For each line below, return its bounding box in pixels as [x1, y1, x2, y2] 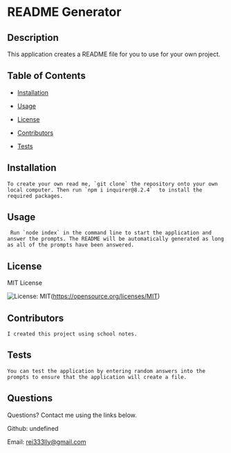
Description [7, 32, 59, 44]
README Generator [7, 4, 122, 20]
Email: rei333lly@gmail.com [7, 437, 86, 446]
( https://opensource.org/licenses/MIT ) [50, 292, 160, 301]
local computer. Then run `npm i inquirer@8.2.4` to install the [7, 186, 203, 194]
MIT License [7, 279, 43, 287]
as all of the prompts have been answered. [7, 241, 135, 249]
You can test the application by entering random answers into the [7, 367, 206, 374]
